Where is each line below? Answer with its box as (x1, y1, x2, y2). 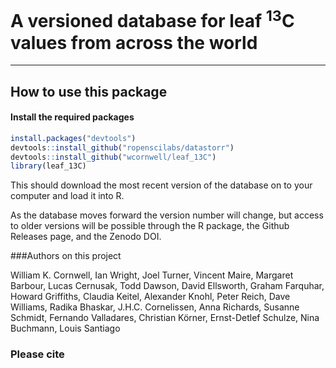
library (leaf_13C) (10, 161, 87, 171)
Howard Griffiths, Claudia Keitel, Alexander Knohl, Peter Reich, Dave (10, 291, 291, 303)
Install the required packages (10, 111, 135, 123)
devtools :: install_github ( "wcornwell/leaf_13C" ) (10, 152, 217, 162)
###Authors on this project (10, 250, 122, 262)
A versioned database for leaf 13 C (10, 6, 295, 33)
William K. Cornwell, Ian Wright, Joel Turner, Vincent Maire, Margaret (10, 269, 294, 281)
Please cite (10, 347, 65, 361)
